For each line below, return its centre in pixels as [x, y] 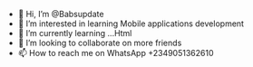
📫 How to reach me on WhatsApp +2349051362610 [116, 53]
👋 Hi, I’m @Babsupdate [61, 14]
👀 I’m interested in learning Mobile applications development [131, 24]
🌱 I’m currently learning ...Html [75, 33]
